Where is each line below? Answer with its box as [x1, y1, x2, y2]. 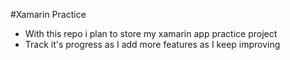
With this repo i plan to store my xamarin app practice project [24, 28, 278, 39]
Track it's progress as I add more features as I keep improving [24, 39, 281, 50]
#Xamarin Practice [10, 9, 87, 20]
